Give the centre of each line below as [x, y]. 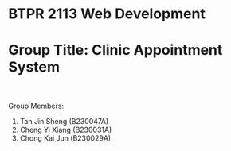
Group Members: [36, 106]
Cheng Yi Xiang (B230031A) [66, 130]
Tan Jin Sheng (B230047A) [64, 122]
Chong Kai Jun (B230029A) [65, 138]
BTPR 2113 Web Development [107, 14]
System [34, 67]
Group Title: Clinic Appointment [115, 50]
